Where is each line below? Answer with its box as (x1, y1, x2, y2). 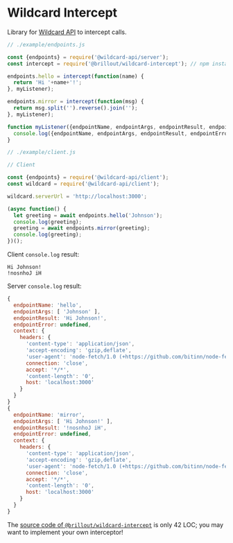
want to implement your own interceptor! (7, 528, 123, 536)
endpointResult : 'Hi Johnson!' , (13, 314, 107, 322)
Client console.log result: (7, 250, 80, 259)
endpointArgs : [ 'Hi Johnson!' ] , (13, 417, 113, 424)
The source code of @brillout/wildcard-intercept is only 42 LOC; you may (7, 520, 224, 528)
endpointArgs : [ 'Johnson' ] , (13, 308, 101, 315)
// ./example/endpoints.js (7, 41, 85, 48)
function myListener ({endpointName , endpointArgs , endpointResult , (7, 123, 207, 130)
